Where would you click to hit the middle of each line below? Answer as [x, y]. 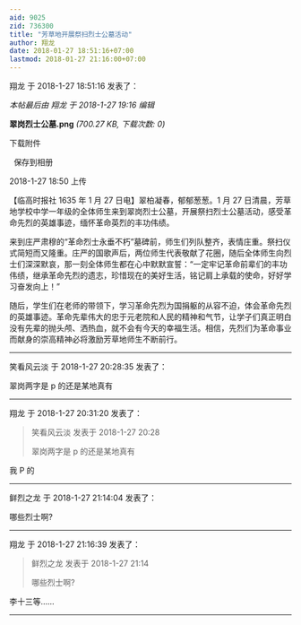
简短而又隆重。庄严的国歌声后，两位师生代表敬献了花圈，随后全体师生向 [150, 253]
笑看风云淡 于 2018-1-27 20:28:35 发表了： [88, 367]
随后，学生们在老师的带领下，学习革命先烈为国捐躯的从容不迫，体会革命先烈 [150, 305]
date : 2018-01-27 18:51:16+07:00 [72, 51]
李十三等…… [32, 601]
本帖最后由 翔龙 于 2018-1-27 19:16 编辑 [82, 105]
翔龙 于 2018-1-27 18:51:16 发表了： [74, 86]
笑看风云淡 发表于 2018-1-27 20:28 [95, 432]
